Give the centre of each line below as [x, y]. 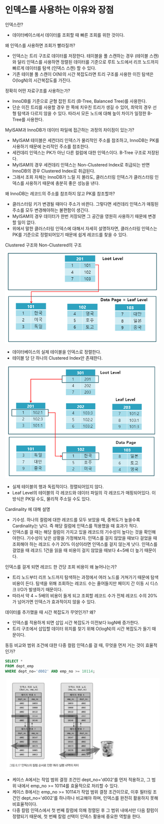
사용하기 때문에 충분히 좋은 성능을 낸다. [63, 183]
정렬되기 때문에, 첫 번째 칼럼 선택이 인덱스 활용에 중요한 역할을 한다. [77, 817]
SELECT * [14, 661]
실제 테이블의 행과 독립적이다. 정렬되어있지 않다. [58, 486]
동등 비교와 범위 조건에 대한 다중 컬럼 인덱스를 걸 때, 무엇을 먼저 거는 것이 [75, 645]
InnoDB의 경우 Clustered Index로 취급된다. [54, 171]
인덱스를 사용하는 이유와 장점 [59, 10]
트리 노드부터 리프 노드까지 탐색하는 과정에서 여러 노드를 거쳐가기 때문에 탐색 [85, 577]
